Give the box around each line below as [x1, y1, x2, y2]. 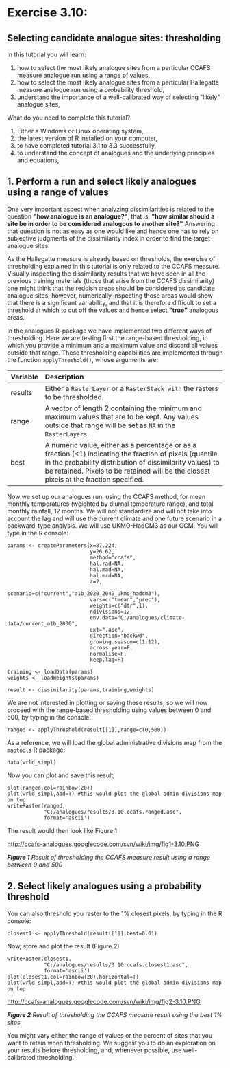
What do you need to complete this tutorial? [7, 113, 131, 122]
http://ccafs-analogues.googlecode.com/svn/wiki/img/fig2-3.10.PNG [7, 997, 201, 1005]
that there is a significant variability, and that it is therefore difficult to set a [7, 298, 217, 307]
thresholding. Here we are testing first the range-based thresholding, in [7, 333, 208, 342]
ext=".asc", [90, 626, 125, 633]
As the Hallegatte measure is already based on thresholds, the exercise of [7, 254, 216, 263]
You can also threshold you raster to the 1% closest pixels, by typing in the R [7, 909, 222, 917]
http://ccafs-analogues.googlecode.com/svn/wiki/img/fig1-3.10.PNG [7, 840, 200, 848]
